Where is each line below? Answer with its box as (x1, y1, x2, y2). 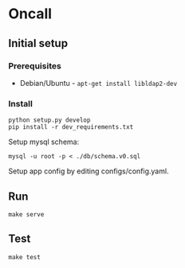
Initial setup (8, 37, 69, 50)
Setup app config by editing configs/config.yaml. (8, 166, 169, 176)
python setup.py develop (8, 116, 91, 124)
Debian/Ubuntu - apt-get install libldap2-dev (19, 78, 178, 87)
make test (8, 253, 41, 261)
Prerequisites (8, 60, 61, 72)
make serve (8, 210, 45, 219)
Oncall (8, 5, 53, 23)
